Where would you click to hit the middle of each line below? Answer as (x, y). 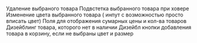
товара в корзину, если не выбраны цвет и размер (70, 34)
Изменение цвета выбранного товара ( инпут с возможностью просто (95, 15)
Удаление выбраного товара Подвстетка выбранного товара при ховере (98, 9)
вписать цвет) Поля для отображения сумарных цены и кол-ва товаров (96, 21)
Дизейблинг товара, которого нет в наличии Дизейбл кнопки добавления (99, 27)
